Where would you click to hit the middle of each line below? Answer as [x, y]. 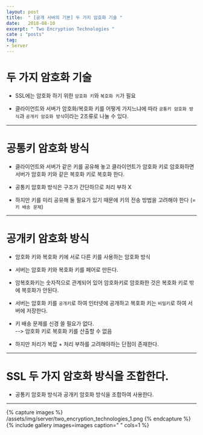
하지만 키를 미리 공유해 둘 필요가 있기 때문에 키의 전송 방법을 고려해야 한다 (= [105, 200]
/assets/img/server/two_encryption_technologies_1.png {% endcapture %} [99, 419]
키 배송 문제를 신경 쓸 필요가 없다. [54, 323]
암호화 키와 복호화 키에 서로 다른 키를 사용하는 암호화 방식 [83, 257]
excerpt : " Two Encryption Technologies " [60, 29]
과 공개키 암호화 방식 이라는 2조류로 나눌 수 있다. [74, 116]
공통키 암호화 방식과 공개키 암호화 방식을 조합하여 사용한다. [84, 394]
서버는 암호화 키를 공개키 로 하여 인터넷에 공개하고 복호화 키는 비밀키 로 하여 [101, 303]
